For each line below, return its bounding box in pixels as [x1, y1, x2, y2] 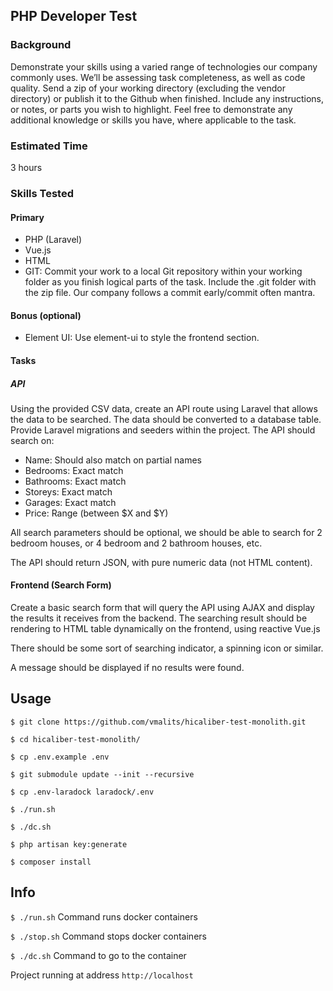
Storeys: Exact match [24, 485, 113, 498]
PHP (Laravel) [24, 234, 83, 246]
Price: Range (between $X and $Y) [24, 507, 169, 519]
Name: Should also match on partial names [24, 454, 202, 466]
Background [10, 38, 72, 52]
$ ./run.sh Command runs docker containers [10, 910, 198, 923]
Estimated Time [10, 139, 88, 153]
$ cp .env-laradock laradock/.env [10, 787, 155, 797]
